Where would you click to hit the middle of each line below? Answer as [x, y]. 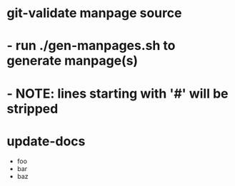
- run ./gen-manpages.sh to [91, 46]
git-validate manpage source [94, 13]
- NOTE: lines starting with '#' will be [117, 93]
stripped [32, 109]
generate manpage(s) [72, 61]
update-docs [46, 141]
